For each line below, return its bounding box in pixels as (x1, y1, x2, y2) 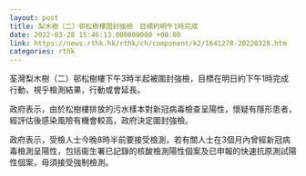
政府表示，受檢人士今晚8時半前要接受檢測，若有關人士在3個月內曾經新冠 (9, 134, 283, 145)
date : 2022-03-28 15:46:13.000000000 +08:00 (9, 30, 181, 39)
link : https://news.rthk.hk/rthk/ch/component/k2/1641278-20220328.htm (9, 38, 287, 48)
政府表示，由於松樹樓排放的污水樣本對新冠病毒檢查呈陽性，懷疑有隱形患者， (9, 103, 297, 114)
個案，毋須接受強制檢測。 (16, 157, 114, 168)
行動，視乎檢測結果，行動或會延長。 (9, 84, 146, 95)
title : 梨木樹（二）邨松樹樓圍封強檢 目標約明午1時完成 (9, 22, 199, 31)
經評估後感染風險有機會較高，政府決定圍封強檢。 (9, 115, 193, 126)
